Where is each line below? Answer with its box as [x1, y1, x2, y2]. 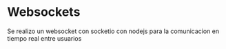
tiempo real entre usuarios [7, 34, 82, 42]
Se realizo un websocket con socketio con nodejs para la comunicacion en [7, 27, 219, 35]
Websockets [7, 4, 81, 20]
